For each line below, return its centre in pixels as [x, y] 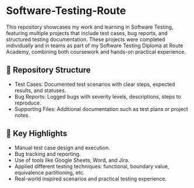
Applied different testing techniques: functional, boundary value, [92, 166]
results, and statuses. [40, 90]
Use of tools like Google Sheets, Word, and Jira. [72, 160]
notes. [22, 115]
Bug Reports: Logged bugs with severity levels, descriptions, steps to [98, 96]
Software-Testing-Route [66, 11]
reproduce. [28, 103]
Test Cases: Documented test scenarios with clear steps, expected [95, 84]
